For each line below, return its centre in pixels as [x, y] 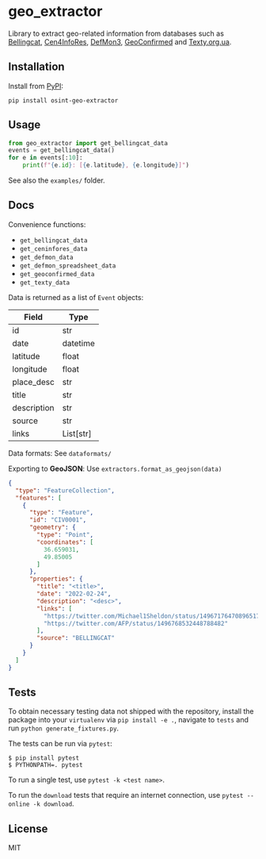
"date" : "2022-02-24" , [74, 594]
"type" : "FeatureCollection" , [65, 491]
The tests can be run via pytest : [60, 744]
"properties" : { [56, 579]
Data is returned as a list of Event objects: [76, 297]
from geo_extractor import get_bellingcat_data [88, 143]
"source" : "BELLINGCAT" [76, 638]
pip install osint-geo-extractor [63, 100]
